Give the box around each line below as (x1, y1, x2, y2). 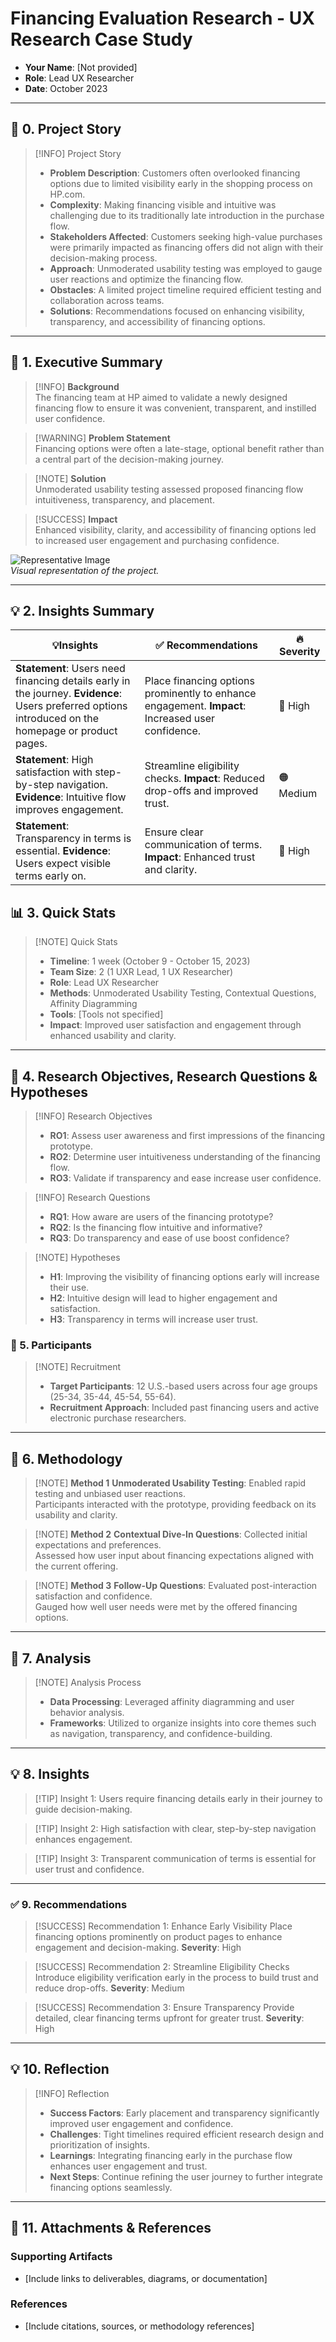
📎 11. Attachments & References (10, 2220, 212, 2237)
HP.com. (49, 188, 86, 200)
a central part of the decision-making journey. (34, 453, 225, 465)
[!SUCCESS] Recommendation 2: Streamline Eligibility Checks (34, 1961, 290, 1973)
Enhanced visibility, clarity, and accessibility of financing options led (34, 523, 317, 536)
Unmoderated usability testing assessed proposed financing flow (34, 483, 304, 495)
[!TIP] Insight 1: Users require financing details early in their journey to (34, 1792, 323, 1804)
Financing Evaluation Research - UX (10, 7, 315, 30)
